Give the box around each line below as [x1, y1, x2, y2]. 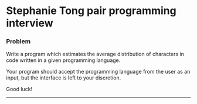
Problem [6, 37, 31, 46]
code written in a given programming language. [6, 57, 121, 64]
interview [6, 16, 53, 30]
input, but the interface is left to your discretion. [6, 74, 121, 81]
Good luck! [6, 86, 33, 93]
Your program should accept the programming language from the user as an [6, 68, 191, 75]
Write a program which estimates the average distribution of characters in [6, 51, 185, 58]
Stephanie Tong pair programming [6, 4, 177, 18]
